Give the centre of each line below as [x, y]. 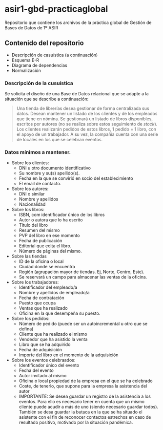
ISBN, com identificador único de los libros [62, 215]
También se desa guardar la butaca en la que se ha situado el [81, 412]
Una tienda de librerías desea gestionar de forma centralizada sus [83, 108]
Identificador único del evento [49, 365]
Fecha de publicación [41, 241]
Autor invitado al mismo [43, 376]
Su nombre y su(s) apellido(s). [49, 173]
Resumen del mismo [39, 230]
